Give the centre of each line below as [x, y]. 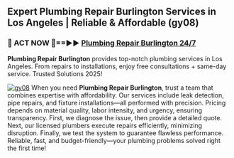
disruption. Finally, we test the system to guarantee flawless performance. [116, 133]
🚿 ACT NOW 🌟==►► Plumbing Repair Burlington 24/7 [102, 43]
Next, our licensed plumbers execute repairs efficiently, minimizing [105, 125]
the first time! [27, 148]
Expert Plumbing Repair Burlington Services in [112, 12]
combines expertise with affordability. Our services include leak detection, [116, 95]
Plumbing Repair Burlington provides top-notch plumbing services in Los [115, 58]
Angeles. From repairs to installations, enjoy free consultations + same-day [117, 66]
